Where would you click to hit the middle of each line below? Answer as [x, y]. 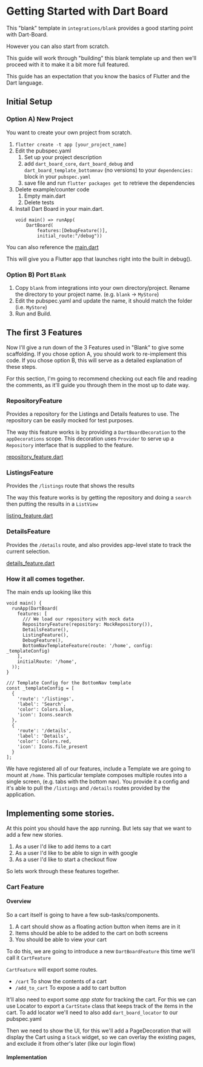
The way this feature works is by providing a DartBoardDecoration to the [96, 432]
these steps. [22, 366]
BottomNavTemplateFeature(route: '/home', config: [88, 645]
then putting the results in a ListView [52, 504]
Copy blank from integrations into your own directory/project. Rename [102, 287]
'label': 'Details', [43, 736]
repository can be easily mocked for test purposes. [70, 420]
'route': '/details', [44, 730]
